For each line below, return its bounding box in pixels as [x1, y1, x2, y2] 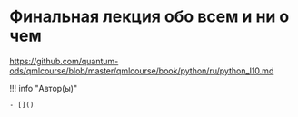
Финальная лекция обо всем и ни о [9, 6, 290, 27]
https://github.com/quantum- [9, 55, 119, 66]
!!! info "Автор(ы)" [9, 83, 78, 93]
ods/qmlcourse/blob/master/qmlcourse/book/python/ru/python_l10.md [9, 65, 274, 76]
